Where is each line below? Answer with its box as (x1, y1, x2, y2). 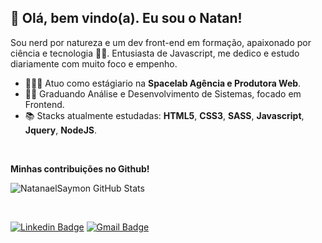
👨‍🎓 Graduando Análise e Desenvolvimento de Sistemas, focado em (24, 87, 302, 100)
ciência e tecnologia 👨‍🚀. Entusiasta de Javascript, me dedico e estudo (10, 47, 300, 59)
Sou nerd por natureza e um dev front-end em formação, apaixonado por (10, 36, 312, 48)
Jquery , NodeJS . (24, 124, 98, 136)
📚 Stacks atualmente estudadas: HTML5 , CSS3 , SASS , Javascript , (24, 109, 305, 121)
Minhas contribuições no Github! (10, 162, 150, 175)
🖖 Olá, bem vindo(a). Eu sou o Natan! (10, 10, 243, 27)
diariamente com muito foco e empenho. (10, 57, 178, 70)
